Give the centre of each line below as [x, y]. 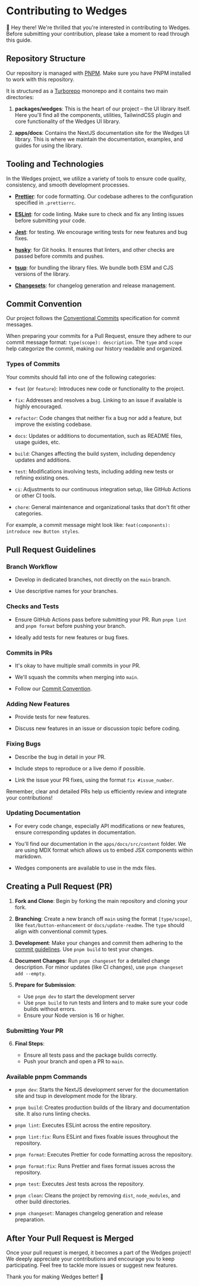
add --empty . [30, 973]
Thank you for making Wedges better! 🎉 [55, 1277]
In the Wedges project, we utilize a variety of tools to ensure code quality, [96, 178]
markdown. [29, 856]
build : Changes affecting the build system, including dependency [95, 453]
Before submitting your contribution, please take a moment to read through [98, 33]
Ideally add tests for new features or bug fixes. [72, 637]
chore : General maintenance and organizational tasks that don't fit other [102, 507]
